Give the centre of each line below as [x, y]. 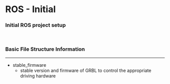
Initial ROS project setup [36, 25]
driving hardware [38, 76]
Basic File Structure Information [45, 49]
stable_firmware [29, 65]
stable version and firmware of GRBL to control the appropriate [86, 70]
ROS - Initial [31, 9]
